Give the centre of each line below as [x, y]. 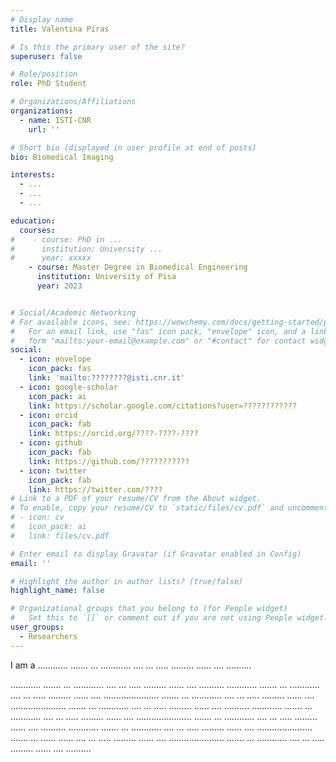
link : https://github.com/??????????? [109, 461]
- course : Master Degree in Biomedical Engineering [138, 267]
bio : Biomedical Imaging [62, 157]
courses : [37, 230]
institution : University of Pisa [106, 277]
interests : [33, 175]
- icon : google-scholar [68, 387]
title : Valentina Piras [60, 29]
